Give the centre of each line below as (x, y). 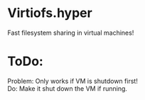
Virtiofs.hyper (50, 13)
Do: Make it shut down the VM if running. (68, 88)
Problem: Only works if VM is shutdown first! (73, 81)
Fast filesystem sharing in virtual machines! (71, 33)
